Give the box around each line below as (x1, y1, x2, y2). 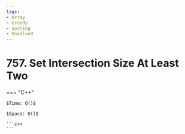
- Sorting (6, 25, 31, 32)
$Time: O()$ (6, 101, 36, 107)
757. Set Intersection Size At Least (6, 57, 180, 70)
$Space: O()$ (6, 111, 39, 117)
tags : (6, 8, 20, 15)
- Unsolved (6, 31, 34, 37)
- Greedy (6, 20, 28, 26)
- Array (6, 14, 26, 20)
